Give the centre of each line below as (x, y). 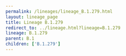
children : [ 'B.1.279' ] (33, 44)
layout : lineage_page (32, 17)
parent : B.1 (20, 38)
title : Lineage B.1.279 (34, 22)
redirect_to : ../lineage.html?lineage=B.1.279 (63, 28)
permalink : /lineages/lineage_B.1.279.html (59, 11)
